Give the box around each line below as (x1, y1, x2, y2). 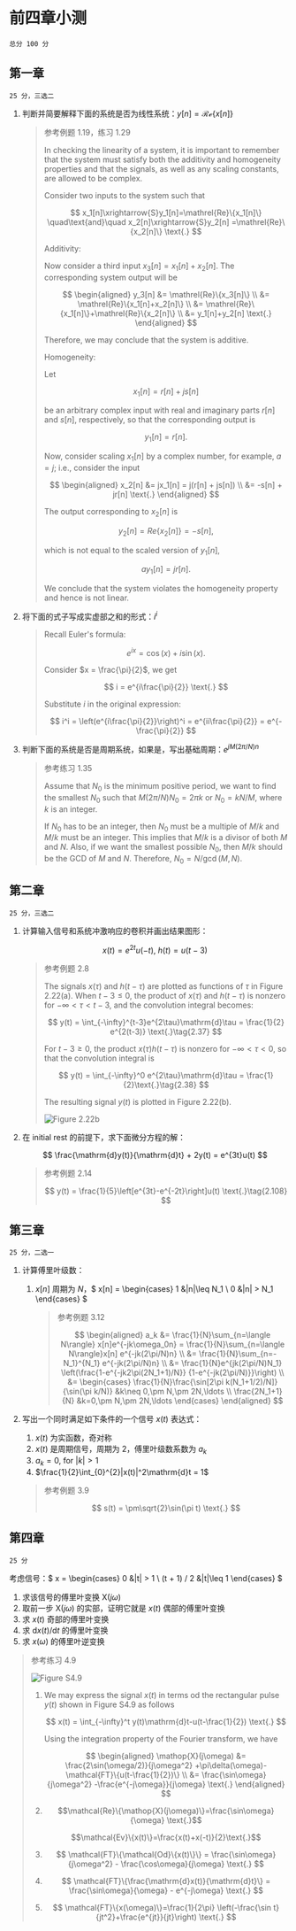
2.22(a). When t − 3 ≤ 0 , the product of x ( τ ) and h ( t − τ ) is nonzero (43, 990, 285, 1000)
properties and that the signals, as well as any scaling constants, (43, 163, 280, 174)
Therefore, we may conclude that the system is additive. (43, 334, 249, 345)
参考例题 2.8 (43, 962, 90, 974)
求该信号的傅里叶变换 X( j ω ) (21, 1591, 122, 1603)
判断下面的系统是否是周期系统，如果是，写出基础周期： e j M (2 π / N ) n (21, 743, 259, 755)
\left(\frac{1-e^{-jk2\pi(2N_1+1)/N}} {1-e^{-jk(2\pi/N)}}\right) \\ (60, 1367, 285, 1378)
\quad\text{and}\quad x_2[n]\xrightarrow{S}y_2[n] (47, 216, 230, 227)
